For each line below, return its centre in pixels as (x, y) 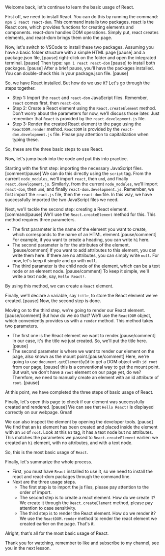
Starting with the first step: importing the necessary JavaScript (69, 168)
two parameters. (22, 326)
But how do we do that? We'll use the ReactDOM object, (97, 315)
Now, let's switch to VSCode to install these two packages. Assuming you (79, 47)
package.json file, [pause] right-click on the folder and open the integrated (81, 58)
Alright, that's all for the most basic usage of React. (57, 533)
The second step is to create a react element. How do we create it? (87, 498)
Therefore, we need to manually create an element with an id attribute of (85, 377)
